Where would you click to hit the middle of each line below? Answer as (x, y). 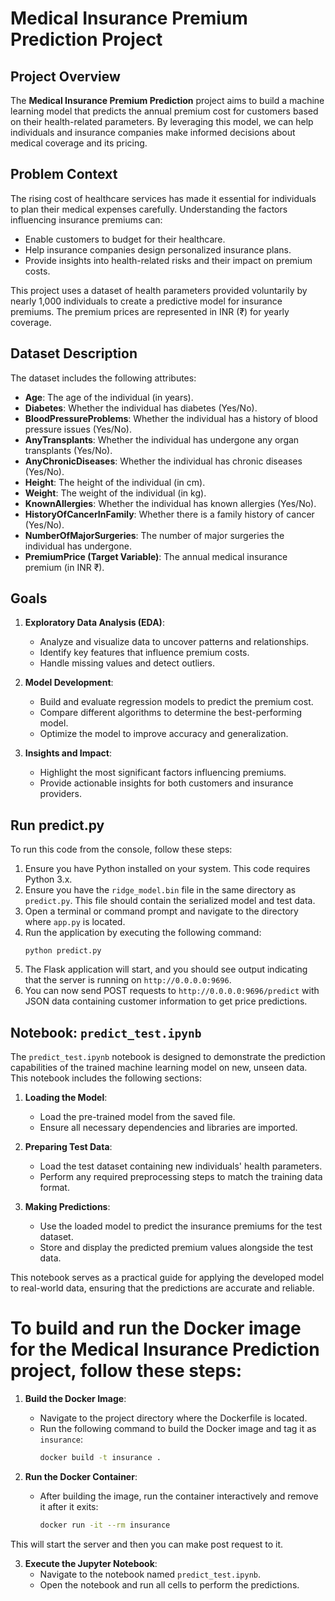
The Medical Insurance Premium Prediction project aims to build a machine (167, 100)
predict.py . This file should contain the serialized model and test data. (170, 901)
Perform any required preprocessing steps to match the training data (181, 1177)
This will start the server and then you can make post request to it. (147, 1544)
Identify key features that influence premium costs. (144, 653)
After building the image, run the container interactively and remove (179, 1496)
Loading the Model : (66, 1098)
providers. (61, 794)
